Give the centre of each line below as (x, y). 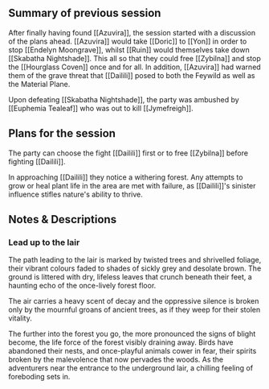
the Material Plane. (39, 84)
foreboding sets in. (39, 377)
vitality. (20, 318)
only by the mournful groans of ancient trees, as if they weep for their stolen (134, 310)
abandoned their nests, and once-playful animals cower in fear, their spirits (132, 351)
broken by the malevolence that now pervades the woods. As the (116, 360)
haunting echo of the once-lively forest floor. (82, 286)
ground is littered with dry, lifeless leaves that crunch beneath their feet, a (130, 277)
